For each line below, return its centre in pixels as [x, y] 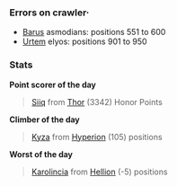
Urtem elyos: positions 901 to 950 [84, 41]
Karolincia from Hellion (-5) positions [99, 172]
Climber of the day [45, 120]
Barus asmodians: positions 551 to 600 [94, 32]
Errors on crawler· [49, 13]
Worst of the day [41, 154]
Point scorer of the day [53, 84]
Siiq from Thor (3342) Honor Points [97, 102]
